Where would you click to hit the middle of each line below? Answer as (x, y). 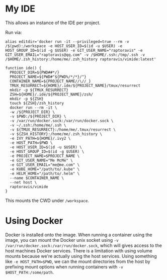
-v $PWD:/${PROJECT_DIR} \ (38, 116)
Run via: (14, 32)
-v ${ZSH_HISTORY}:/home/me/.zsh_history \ (56, 134)
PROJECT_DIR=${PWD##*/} (34, 72)
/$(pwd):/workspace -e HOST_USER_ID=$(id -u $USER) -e (64, 46)
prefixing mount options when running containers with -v (64, 266)
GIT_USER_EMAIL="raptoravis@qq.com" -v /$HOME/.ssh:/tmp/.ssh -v (75, 55)
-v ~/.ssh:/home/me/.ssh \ (38, 125)
